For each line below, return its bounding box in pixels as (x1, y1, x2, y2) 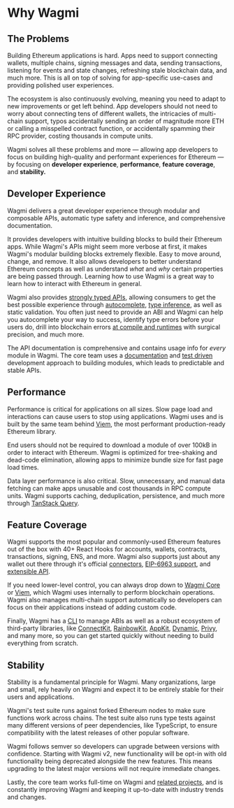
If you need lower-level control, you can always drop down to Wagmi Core (7, 581, 221, 589)
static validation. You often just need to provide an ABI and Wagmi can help (7, 308, 224, 316)
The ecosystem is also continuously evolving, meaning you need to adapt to (7, 94, 226, 103)
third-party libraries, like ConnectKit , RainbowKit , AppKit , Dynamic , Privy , (7, 624, 218, 632)
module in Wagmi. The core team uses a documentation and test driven (7, 351, 213, 360)
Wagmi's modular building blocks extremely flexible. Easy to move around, (7, 250, 221, 258)
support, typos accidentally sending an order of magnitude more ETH (24, 117, 225, 125)
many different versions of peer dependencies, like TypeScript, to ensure (7, 721, 218, 730)
